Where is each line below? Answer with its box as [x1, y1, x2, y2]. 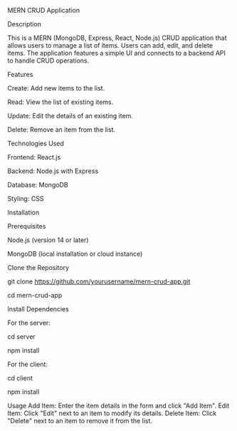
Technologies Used [7, 139, 64, 147]
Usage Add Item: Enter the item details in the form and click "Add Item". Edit [7, 402, 230, 410]
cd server [7, 333, 36, 341]
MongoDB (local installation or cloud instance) [7, 249, 143, 258]
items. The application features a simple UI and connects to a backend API [7, 49, 226, 57]
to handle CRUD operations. [7, 56, 90, 65]
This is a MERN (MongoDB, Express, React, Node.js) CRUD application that [7, 33, 227, 42]
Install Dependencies [7, 305, 69, 313]
